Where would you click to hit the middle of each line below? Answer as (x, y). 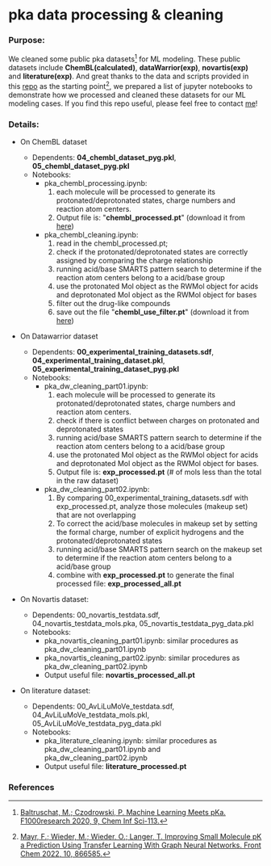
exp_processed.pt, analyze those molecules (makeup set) (152, 507)
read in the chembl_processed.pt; (112, 243)
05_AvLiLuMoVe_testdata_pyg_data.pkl (96, 724)
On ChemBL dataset (53, 142)
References (31, 788)
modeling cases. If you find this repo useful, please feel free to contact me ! (133, 103)
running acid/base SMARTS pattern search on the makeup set (159, 549)
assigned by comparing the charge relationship (135, 261)
